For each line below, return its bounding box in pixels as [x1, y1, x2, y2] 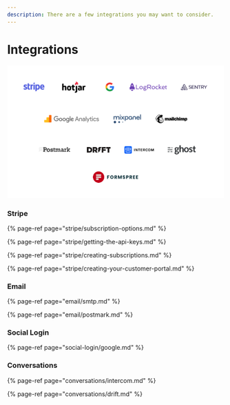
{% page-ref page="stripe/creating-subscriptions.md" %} [7, 250, 172, 259]
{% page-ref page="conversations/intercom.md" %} [7, 376, 156, 384]
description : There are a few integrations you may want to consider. [7, 11, 214, 18]
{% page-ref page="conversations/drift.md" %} [7, 390, 143, 398]
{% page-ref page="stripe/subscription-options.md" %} [7, 224, 167, 233]
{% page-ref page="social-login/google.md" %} [7, 344, 145, 352]
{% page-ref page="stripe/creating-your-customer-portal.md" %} [7, 264, 195, 273]
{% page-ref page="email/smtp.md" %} [7, 297, 121, 306]
